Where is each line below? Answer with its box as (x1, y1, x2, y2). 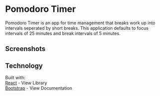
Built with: (5, 75, 26, 81)
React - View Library (5, 80, 47, 86)
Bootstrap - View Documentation (5, 85, 73, 91)
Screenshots (5, 45, 46, 53)
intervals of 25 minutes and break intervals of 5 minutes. (5, 30, 121, 36)
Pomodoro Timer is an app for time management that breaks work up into (5, 20, 156, 26)
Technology (5, 61, 43, 70)
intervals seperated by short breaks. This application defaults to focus (5, 25, 149, 31)
